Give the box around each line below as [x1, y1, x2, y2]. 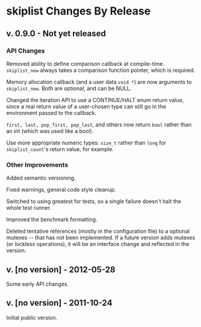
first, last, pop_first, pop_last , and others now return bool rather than [6, 121, 192, 128]
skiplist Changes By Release [6, 4, 151, 18]
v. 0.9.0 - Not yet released [6, 28, 107, 39]
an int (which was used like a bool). [6, 127, 94, 134]
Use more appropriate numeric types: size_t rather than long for [6, 139, 167, 146]
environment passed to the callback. [6, 109, 97, 116]
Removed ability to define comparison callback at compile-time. [6, 60, 164, 67]
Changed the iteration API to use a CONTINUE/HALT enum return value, [6, 96, 184, 103]
